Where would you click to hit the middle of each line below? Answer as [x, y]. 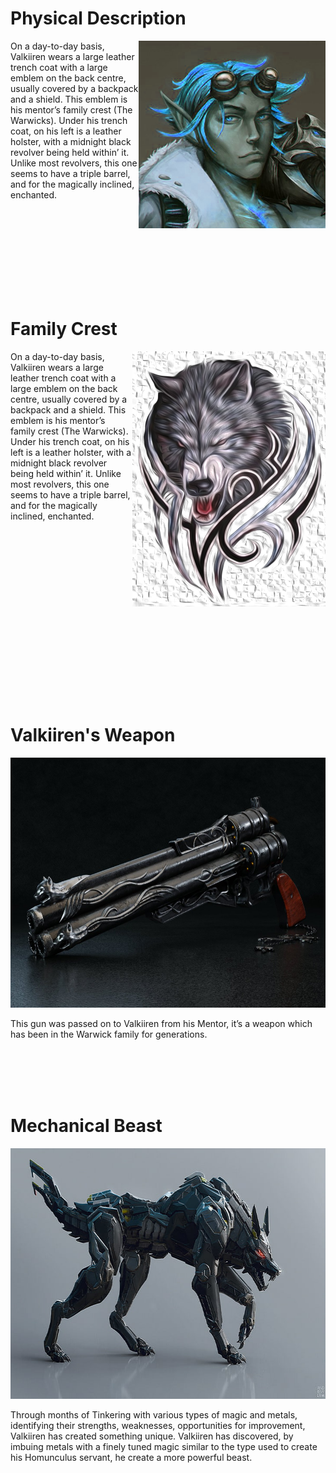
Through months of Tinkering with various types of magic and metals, [154, 1414]
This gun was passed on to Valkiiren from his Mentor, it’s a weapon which [161, 1023]
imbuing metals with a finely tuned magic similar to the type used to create [164, 1446]
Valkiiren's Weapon [93, 735]
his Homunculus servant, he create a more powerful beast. [131, 1457]
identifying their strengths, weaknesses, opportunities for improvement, [158, 1425]
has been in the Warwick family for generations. [109, 1034]
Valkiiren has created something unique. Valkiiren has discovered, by [152, 1436]
